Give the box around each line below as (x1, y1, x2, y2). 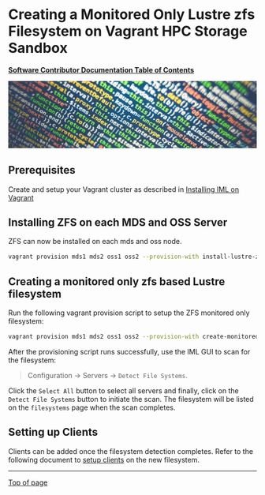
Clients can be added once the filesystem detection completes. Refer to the (8, 446, 254, 456)
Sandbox (8, 39, 69, 57)
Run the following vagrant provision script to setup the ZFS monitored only (8, 308, 250, 317)
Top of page (8, 478, 48, 487)
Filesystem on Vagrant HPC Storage (8, 22, 248, 40)
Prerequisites (8, 163, 76, 177)
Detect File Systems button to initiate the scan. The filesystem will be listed (8, 394, 254, 403)
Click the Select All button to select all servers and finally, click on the (8, 385, 239, 396)
